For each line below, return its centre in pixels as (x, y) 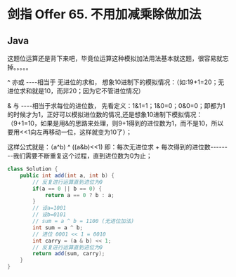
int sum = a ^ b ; (58, 228)
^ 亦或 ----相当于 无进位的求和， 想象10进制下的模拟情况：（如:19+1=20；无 (116, 82)
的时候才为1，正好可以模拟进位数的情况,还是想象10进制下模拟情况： (105, 114)
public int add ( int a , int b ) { (67, 175)
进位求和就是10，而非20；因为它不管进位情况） (76, 91)
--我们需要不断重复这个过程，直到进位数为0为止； (80, 156)
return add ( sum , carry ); (69, 254)
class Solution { (33, 169)
